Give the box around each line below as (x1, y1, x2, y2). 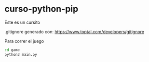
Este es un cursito (4, 19, 41, 25)
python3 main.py (4, 52, 37, 57)
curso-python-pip (4, 3, 79, 15)
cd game (4, 47, 20, 52)
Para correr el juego (4, 38, 44, 44)
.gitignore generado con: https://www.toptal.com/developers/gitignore (4, 29, 145, 34)
